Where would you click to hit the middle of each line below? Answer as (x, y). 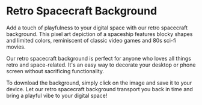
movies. (16, 47)
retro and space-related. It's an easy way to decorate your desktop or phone (101, 65)
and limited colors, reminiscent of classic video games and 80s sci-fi (91, 40)
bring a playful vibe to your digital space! (57, 95)
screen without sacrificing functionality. (55, 71)
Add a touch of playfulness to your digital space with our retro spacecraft (97, 28)
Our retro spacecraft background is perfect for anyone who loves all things (99, 58)
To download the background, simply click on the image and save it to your (99, 83)
